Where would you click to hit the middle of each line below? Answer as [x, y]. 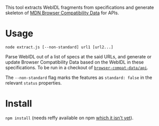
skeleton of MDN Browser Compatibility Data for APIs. [62, 13]
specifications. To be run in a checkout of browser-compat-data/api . [77, 67]
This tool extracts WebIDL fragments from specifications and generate [80, 7]
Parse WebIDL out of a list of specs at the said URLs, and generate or [78, 56]
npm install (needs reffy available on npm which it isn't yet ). [69, 118]
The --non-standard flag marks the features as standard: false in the [79, 77]
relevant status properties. [34, 83]
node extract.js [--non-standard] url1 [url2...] [59, 47]
